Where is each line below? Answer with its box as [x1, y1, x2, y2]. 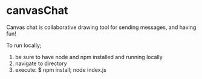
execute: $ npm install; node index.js [15, 66, 107, 73]
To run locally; [6, 42, 42, 49]
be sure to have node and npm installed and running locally [15, 53, 163, 60]
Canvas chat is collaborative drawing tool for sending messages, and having [6, 24, 197, 31]
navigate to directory [15, 60, 68, 67]
